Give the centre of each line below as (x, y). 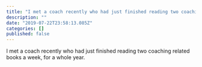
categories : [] (25, 28)
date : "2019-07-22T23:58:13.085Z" (50, 23)
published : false (28, 34)
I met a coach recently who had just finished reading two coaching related (98, 51)
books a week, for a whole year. (46, 57)
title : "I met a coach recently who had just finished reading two (93, 12)
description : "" (26, 17)
